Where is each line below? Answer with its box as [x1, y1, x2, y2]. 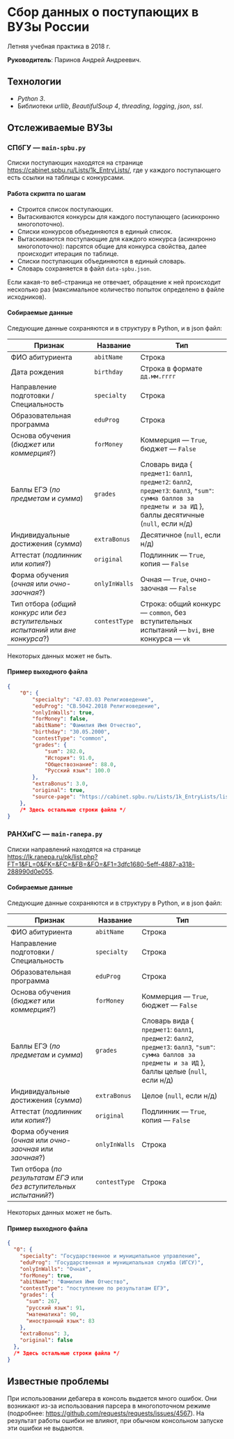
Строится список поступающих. [17, 205, 114, 213]
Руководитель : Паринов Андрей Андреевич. [7, 55, 141, 63]
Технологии [7, 76, 61, 88]
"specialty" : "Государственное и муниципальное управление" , [19, 1252, 201, 1259]
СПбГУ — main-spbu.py [7, 143, 86, 153]
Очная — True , [140, 574, 189, 584]
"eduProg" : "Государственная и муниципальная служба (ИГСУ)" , [19, 1259, 204, 1266]
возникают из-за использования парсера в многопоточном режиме [7, 1401, 211, 1410]
